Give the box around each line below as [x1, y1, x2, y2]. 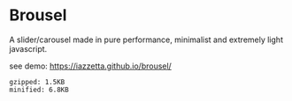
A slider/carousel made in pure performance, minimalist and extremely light [9, 34, 283, 45]
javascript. [9, 43, 48, 54]
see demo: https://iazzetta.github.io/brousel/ [9, 61, 173, 71]
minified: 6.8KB [9, 85, 69, 94]
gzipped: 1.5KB [9, 77, 65, 86]
